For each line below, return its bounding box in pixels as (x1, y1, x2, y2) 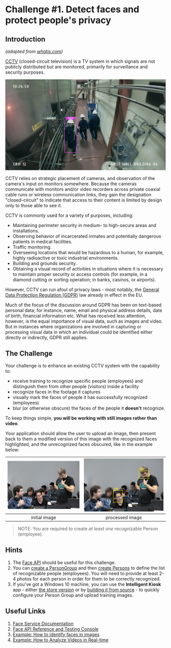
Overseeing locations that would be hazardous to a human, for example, (12, 249, 164, 255)
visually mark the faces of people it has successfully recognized (12, 394, 148, 400)
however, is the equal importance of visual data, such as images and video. (5, 318, 163, 324)
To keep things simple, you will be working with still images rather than (5, 415, 157, 421)
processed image (105, 514, 142, 520)
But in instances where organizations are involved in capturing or (5, 323, 141, 329)
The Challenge (5, 349, 53, 357)
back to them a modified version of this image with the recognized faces (5, 436, 157, 442)
